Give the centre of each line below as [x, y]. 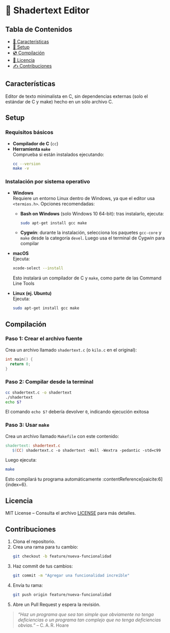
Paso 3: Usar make [27, 425]
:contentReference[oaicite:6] [132, 479]
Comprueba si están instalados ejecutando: [58, 154]
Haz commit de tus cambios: [43, 566]
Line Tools [23, 283]
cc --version [27, 164]
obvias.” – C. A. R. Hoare [43, 625]
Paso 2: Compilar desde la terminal [49, 382]
